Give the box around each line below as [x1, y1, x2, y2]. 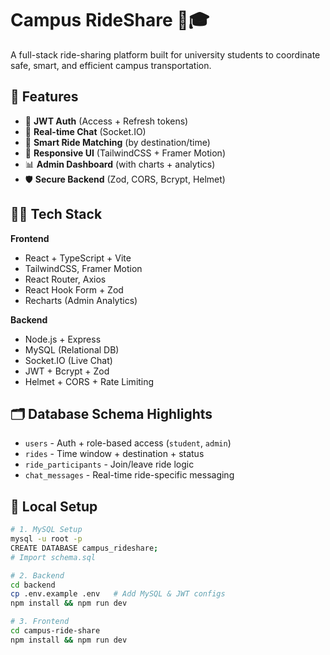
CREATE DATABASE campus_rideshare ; [10, 543, 159, 553]
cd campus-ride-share [10, 626, 101, 636]
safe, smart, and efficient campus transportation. [10, 59, 212, 71]
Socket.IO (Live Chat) [24, 354, 113, 366]
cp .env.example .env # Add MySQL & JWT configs [10, 589, 226, 599]
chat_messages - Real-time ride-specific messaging [24, 469, 235, 481]
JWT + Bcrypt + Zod [24, 365, 110, 377]
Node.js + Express [24, 333, 102, 345]
